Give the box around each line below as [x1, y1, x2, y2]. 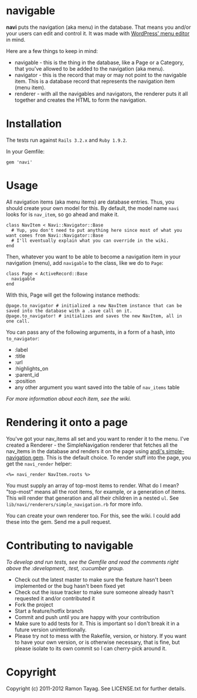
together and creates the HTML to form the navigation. [14, 96, 147, 104]
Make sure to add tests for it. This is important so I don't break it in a [14, 620, 180, 627]
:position [14, 377, 36, 384]
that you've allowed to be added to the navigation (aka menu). [14, 65, 165, 72]
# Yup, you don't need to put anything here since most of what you [11, 227, 182, 233]
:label [14, 346, 28, 353]
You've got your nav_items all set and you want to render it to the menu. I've [6, 435, 189, 442]
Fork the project [14, 601, 54, 608]
